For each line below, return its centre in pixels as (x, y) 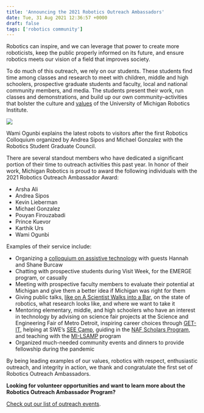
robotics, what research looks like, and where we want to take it (95, 304)
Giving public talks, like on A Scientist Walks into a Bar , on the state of (103, 297)
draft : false (23, 23)
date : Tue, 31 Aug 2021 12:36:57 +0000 (57, 18)
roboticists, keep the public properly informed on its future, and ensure (95, 53)
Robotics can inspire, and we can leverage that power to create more (93, 46)
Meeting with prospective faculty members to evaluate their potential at (105, 284)
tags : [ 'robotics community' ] (45, 29)
